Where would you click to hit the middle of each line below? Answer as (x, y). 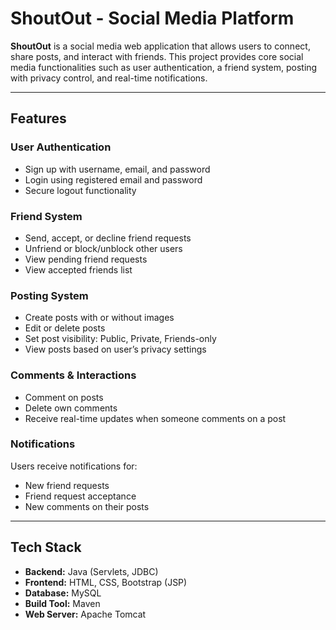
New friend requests (67, 485)
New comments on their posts (87, 506)
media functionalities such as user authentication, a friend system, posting (164, 67)
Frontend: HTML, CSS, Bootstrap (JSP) (106, 582)
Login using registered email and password (113, 179)
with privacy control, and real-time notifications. (109, 78)
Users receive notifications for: (74, 466)
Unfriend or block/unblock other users (103, 248)
